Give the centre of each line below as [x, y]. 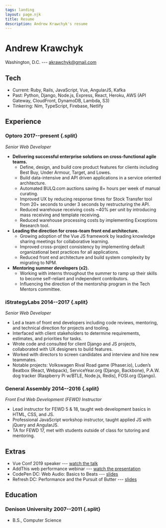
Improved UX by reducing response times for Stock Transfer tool [86, 199]
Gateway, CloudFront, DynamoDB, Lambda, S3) [61, 101]
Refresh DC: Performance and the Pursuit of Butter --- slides [75, 480]
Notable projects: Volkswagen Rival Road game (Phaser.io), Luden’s [82, 365]
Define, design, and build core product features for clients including [89, 167]
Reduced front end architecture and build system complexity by [85, 257]
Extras [15, 451]
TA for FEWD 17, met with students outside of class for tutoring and [81, 431]
